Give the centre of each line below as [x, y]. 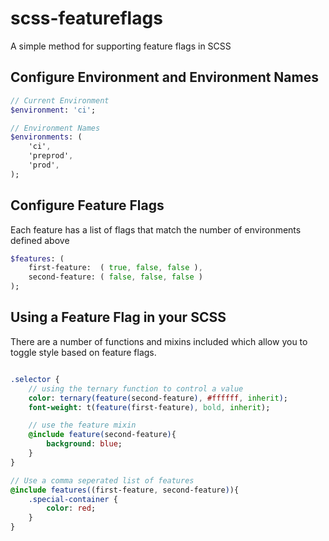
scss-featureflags [86, 18]
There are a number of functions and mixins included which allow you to [159, 341]
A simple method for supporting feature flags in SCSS [121, 46]
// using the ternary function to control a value [136, 388]
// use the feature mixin [82, 425]
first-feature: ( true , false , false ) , [115, 268]
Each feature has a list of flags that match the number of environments [156, 229]
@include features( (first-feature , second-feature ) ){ [125, 490]
